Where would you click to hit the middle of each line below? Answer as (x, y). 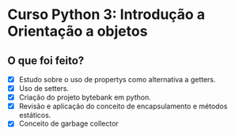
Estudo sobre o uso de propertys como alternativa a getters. (117, 79)
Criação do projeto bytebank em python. (85, 97)
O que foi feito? (46, 60)
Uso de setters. (44, 89)
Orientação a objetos (78, 31)
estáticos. (35, 115)
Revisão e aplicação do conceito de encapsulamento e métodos (123, 106)
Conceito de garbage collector (69, 123)
